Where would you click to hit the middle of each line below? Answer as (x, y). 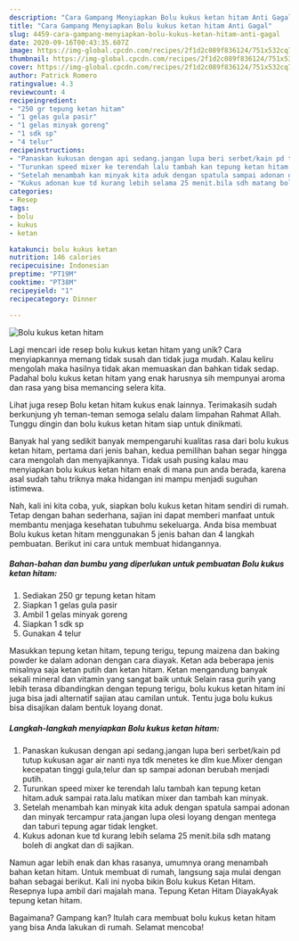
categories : (31, 192)
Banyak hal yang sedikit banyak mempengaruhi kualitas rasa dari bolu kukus (149, 441)
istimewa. (27, 488)
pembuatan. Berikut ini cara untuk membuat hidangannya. (115, 543)
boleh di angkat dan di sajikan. (78, 846)
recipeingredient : (43, 100)
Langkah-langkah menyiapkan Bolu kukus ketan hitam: (114, 729)
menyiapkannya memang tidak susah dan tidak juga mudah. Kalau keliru (141, 359)
